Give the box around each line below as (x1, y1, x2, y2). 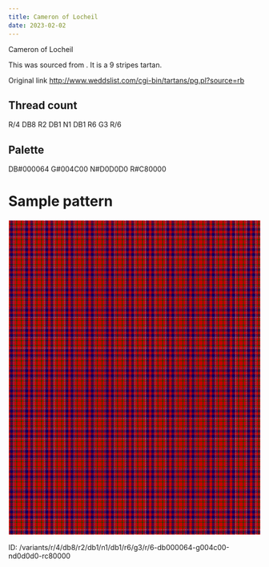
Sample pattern (8, 192, 114, 211)
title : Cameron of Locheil (8, 13, 98, 21)
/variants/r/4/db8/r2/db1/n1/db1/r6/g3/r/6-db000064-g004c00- (18, 543, 230, 553)
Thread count (8, 99, 78, 112)
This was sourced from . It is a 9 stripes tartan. (8, 60, 163, 70)
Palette (8, 143, 45, 156)
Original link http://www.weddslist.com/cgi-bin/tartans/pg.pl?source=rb (8, 75, 245, 85)
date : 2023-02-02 (8, 21, 66, 30)
